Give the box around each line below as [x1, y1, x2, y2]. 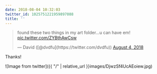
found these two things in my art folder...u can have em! [17, 30, 130, 36]
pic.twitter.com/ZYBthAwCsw [17, 35, 77, 41]
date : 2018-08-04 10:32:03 [5, 7, 61, 12]
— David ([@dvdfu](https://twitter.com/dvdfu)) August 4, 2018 [17, 45, 144, 50]
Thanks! [5, 54, 22, 60]
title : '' [5, 16, 26, 21]
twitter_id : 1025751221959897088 [5, 12, 74, 17]
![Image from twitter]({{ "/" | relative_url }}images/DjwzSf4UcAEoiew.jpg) [5, 63, 153, 69]
